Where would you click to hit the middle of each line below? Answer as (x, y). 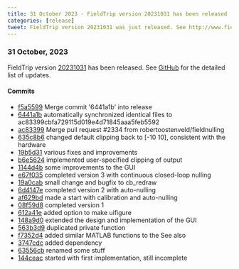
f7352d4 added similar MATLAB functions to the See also (102, 235)
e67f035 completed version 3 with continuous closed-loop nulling (114, 175)
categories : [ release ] (41, 21)
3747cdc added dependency (60, 243)
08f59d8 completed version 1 (61, 205)
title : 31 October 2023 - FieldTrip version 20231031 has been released (117, 14)
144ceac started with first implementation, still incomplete (102, 258)
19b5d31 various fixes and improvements (78, 152)
